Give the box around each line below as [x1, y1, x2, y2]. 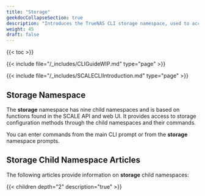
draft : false [6, 32, 40, 38]
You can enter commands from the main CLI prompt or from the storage [6, 131, 188, 138]
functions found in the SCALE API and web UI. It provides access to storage [6, 112, 196, 120]
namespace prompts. [6, 137, 60, 144]
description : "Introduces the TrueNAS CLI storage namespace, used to [6, 20, 190, 26]
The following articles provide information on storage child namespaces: [6, 171, 189, 178]
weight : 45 [6, 26, 34, 32]
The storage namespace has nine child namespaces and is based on [6, 106, 180, 113]
